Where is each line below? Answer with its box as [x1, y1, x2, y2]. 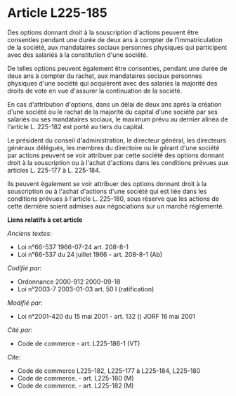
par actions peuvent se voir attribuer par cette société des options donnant [7, 151, 225, 159]
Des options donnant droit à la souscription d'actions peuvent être [7, 28, 199, 37]
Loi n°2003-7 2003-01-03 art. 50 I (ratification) [17, 284, 155, 293]
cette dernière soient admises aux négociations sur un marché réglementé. [7, 202, 225, 210]
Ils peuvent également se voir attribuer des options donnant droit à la [7, 179, 207, 187]
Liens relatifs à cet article [7, 216, 83, 224]
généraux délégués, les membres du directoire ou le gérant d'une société [7, 143, 220, 152]
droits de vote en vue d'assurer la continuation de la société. [7, 86, 183, 95]
